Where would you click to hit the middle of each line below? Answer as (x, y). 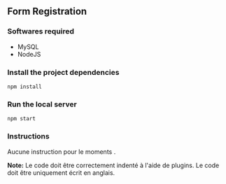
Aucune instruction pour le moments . (62, 151)
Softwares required (41, 31)
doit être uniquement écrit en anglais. (61, 172)
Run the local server (42, 104)
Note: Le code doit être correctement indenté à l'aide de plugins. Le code (113, 165)
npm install (24, 87)
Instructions (29, 136)
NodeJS (29, 54)
